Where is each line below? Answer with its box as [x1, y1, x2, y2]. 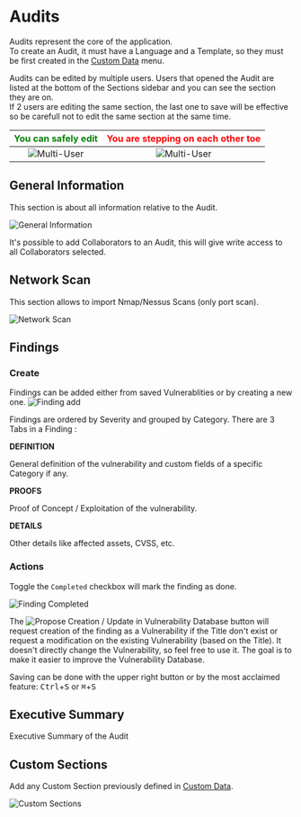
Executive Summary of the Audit [9, 731, 128, 741]
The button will [9, 615, 270, 626]
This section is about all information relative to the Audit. [9, 202, 218, 212]
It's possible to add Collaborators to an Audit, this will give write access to [9, 237, 283, 247]
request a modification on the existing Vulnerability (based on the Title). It [9, 634, 281, 645]
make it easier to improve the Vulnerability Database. [9, 654, 205, 665]
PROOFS [9, 486, 42, 497]
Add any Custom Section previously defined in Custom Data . [9, 781, 234, 792]
